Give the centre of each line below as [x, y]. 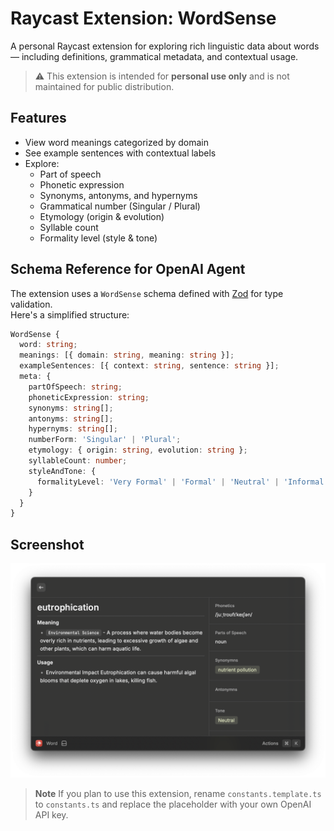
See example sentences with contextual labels [120, 153]
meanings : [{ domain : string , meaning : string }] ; [127, 355]
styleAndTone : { [62, 471]
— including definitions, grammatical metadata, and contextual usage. [154, 56]
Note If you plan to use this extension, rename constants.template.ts [178, 793]
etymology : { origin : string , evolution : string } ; [138, 450]
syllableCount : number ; [78, 461]
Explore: [42, 163]
